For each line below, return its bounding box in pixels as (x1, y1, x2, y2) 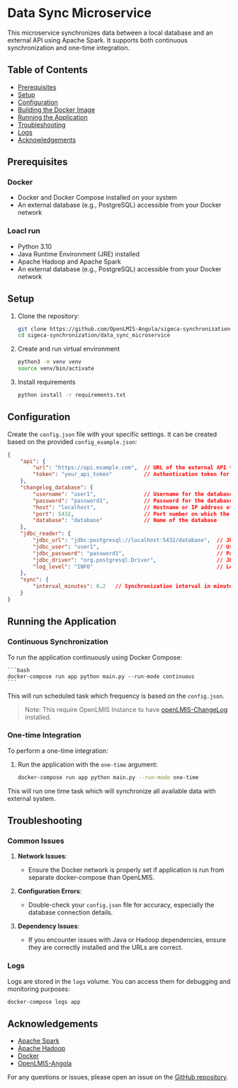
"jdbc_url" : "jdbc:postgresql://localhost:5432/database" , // (33, 537, 223, 544)
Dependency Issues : (17, 922, 80, 931)
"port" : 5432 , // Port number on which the (33, 510, 230, 518)
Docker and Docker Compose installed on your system (17, 193, 177, 202)
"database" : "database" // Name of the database (33, 517, 217, 524)
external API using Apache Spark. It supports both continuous (7, 35, 188, 44)
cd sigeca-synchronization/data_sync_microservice (17, 331, 171, 339)
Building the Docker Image (17, 105, 96, 114)
